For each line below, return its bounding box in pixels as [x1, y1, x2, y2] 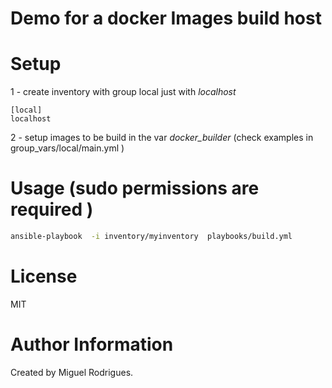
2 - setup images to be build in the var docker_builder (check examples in [10, 132, 314, 144]
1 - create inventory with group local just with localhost [10, 86, 237, 98]
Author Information [10, 333, 174, 356]
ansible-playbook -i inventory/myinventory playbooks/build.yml [10, 232, 293, 242]
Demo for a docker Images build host [10, 7, 322, 30]
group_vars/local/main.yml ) [10, 142, 125, 154]
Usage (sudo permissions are [10, 177, 260, 200]
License [10, 265, 78, 288]
